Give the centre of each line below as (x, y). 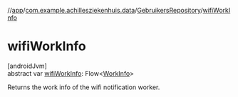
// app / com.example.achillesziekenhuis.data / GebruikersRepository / (105, 10)
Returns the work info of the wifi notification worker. (84, 87)
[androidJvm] (27, 66)
